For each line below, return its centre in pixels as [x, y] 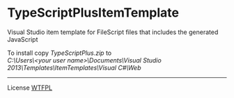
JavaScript [23, 39]
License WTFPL [30, 88]
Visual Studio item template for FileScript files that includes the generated [113, 32]
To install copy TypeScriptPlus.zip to [60, 53]
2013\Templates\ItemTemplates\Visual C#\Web [74, 67]
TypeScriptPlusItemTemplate [93, 13]
